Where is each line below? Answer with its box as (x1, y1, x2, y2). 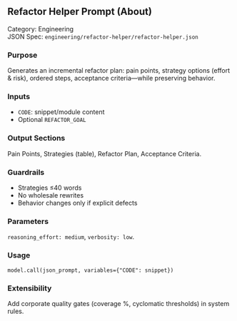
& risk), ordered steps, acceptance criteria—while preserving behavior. (7, 74, 216, 83)
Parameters (7, 216, 49, 226)
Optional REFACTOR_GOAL (17, 116, 86, 124)
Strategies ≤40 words (17, 183, 82, 192)
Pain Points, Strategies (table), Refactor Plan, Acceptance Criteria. (7, 149, 202, 158)
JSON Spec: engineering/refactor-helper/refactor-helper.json (7, 32, 198, 41)
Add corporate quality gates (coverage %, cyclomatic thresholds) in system (7, 299, 230, 307)
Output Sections (7, 133, 66, 143)
